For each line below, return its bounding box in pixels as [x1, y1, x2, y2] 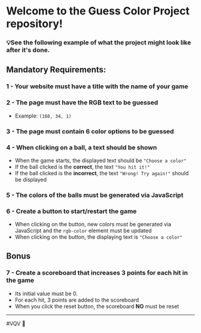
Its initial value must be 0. [14, 290, 78, 297]
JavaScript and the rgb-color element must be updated [14, 227, 152, 235]
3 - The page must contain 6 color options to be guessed [6, 127, 175, 136]
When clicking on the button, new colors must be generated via [14, 221, 172, 228]
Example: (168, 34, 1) [14, 112, 72, 119]
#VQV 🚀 [6, 320, 26, 327]
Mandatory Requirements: [6, 64, 106, 74]
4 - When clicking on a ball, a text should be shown [6, 143, 157, 151]
